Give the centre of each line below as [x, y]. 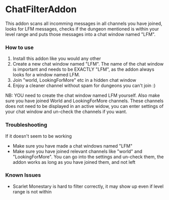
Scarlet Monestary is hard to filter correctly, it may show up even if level [88, 186]
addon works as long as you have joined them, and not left [74, 162]
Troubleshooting [26, 125]
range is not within [32, 191]
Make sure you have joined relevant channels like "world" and [77, 151]
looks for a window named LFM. [46, 75]
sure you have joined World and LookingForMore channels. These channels [84, 101]
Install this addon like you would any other [57, 59]
